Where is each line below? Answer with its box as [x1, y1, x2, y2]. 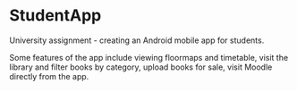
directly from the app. [9, 70, 89, 81]
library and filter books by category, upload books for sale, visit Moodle [9, 62, 273, 72]
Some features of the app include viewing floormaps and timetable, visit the [9, 52, 289, 62]
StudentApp [9, 5, 102, 26]
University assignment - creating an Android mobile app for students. [9, 35, 265, 45]
